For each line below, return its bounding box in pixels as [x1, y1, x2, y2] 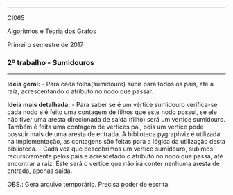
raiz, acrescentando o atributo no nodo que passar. [7, 87, 154, 95]
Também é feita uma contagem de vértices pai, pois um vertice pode [7, 122, 204, 131]
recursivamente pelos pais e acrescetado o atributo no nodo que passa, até [7, 152, 223, 160]
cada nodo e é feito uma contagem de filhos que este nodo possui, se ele [7, 108, 217, 116]
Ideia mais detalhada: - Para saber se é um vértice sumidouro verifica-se [7, 101, 218, 109]
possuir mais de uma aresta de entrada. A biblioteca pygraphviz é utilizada [7, 130, 221, 138]
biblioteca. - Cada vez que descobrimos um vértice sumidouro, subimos [7, 145, 214, 153]
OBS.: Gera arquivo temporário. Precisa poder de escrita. [7, 180, 170, 189]
